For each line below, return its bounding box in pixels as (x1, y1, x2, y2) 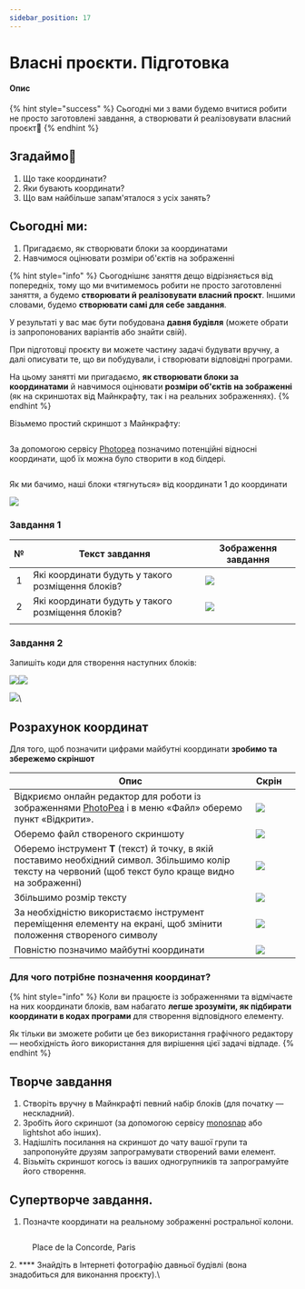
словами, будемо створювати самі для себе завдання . (9, 299, 227, 310)
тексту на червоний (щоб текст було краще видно (14, 865, 235, 878)
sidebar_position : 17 (9, 13, 92, 23)
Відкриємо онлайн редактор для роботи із (14, 790, 202, 803)
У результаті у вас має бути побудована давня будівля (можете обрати (9, 316, 289, 327)
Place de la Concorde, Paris (32, 1242, 136, 1253)
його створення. (22, 1165, 86, 1177)
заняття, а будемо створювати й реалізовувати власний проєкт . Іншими (9, 289, 296, 300)
